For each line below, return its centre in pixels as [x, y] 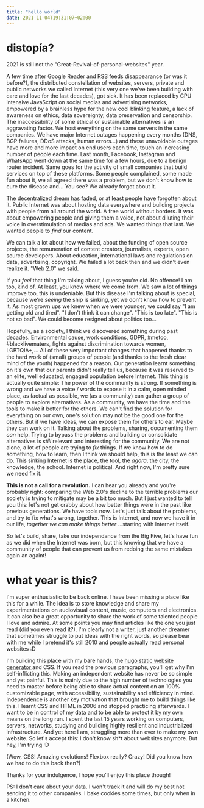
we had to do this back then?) [44, 763]
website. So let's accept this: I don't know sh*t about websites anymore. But [102, 738]
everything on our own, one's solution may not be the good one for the [95, 415]
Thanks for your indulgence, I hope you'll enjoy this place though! [89, 775]
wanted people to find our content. [50, 231]
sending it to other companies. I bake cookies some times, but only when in [101, 793]
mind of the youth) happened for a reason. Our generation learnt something [101, 363]
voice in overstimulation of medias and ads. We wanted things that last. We [100, 224]
